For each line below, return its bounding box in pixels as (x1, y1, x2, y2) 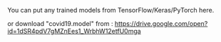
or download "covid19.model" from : (7, 20, 113, 27)
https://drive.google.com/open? (114, 20, 208, 27)
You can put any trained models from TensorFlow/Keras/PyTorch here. (7, 6, 215, 14)
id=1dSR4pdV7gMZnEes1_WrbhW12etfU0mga (7, 27, 141, 35)
